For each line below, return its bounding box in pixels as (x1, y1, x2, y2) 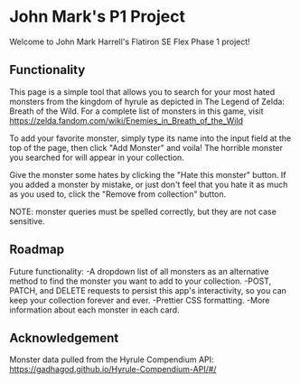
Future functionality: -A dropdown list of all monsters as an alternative (9, 266, 269, 276)
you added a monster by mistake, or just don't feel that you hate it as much (9, 179, 288, 190)
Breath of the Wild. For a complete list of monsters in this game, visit (9, 106, 264, 117)
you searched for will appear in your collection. (9, 152, 185, 163)
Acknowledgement (9, 330, 119, 345)
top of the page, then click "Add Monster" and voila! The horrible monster (9, 142, 283, 153)
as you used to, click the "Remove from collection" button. (9, 188, 227, 200)
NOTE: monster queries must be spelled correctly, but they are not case (9, 206, 277, 217)
